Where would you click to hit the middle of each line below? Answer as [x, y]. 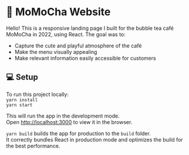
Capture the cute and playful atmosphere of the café [78, 46]
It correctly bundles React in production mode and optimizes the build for [95, 139]
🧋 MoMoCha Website [58, 12]
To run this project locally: [38, 94]
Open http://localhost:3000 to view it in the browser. [69, 122]
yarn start [19, 105]
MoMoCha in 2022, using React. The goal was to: [66, 34]
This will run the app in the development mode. [63, 116]
